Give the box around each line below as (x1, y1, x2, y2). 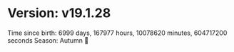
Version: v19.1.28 (7, 5, 111, 21)
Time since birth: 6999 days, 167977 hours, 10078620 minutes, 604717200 (7, 28, 228, 37)
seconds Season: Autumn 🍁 (7, 36, 89, 44)
